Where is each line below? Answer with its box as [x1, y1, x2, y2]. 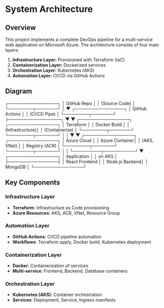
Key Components [5, 178, 60, 187]
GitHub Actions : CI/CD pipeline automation [12, 233, 101, 240]
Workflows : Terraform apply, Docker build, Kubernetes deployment [12, 239, 152, 245]
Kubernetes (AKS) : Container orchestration [12, 292, 102, 298]
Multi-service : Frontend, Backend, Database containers [12, 268, 128, 274]
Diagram [5, 87, 32, 96]
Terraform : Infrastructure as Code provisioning [12, 204, 110, 210]
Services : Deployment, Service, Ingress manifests [12, 297, 116, 303]
